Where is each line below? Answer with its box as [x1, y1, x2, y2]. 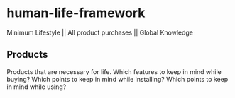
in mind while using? [6, 82, 67, 91]
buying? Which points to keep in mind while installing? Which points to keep [6, 75, 229, 83]
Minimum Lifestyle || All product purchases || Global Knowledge [6, 28, 193, 37]
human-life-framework [6, 5, 146, 21]
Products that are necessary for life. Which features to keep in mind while [6, 67, 222, 75]
